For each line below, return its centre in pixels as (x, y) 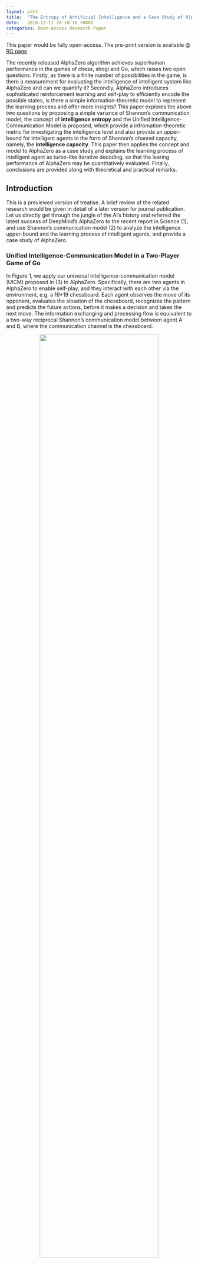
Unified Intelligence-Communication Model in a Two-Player (93, 255)
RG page (17, 52)
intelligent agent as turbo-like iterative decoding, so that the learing (88, 157)
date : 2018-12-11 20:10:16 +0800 (50, 22)
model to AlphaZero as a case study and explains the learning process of (95, 151)
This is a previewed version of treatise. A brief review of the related (88, 202)
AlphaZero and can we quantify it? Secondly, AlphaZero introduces (88, 88)
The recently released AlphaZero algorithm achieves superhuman (86, 63)
